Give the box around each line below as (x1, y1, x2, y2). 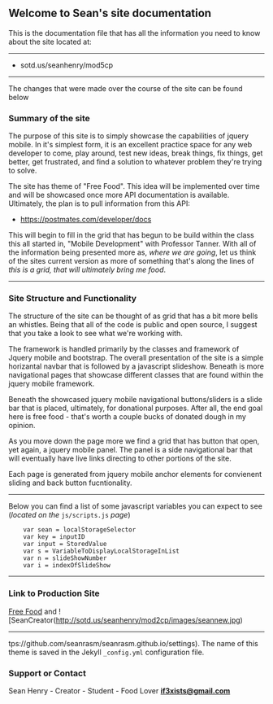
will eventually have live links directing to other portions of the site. (8, 453, 232, 463)
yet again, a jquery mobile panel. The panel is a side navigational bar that (8, 445, 253, 455)
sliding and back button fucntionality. (8, 478, 132, 488)
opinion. (8, 421, 36, 431)
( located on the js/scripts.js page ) (8, 510, 131, 520)
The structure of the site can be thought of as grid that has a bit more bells (8, 311, 258, 321)
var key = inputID (23, 533, 85, 541)
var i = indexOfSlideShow (23, 562, 111, 570)
